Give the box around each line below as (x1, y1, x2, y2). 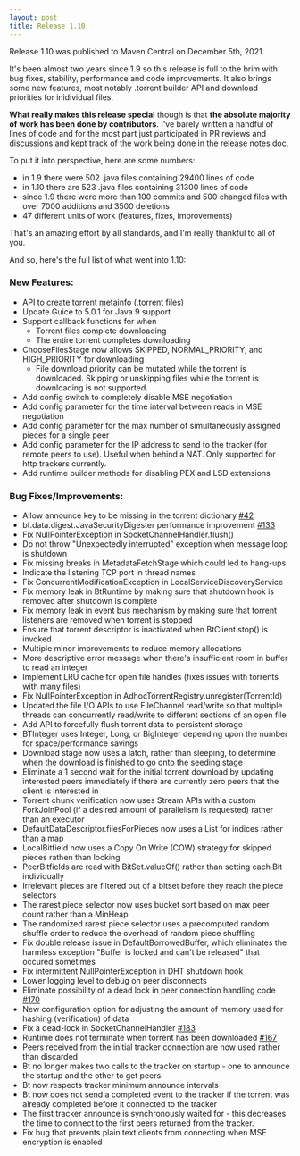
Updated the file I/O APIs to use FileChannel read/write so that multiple (21, 700, 283, 711)
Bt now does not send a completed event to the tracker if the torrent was (21, 1089, 290, 1100)
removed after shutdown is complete (21, 596, 158, 607)
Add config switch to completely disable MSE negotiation (21, 391, 233, 402)
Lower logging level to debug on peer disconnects (21, 976, 207, 986)
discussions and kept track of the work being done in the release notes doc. (9, 138, 289, 148)
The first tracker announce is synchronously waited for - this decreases (21, 1109, 287, 1119)
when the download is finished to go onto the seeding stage (21, 757, 244, 768)
